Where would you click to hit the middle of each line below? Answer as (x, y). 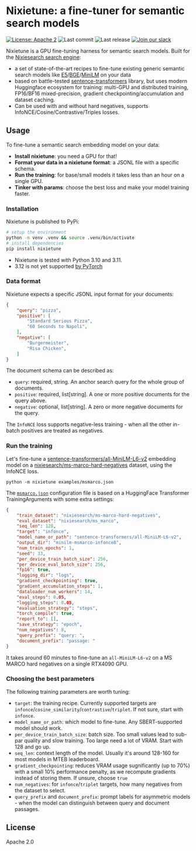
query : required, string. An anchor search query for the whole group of (99, 382)
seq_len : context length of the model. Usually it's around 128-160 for (97, 753)
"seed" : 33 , (31, 553)
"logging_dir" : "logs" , (46, 575)
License (21, 828)
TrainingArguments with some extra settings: (60, 499)
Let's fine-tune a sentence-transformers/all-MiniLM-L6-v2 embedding (91, 458)
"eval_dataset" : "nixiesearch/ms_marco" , (68, 521)
